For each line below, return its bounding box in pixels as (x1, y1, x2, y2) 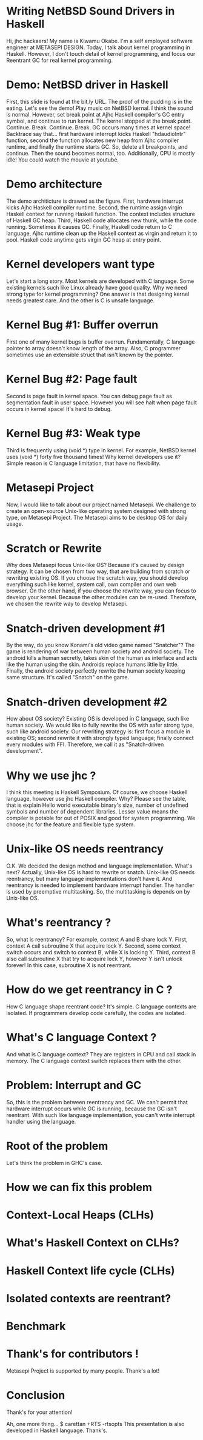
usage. (6, 520, 24, 528)
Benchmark (6, 1319, 66, 1333)
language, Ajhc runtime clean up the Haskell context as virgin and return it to (6, 229, 198, 237)
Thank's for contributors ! (6, 1347, 139, 1361)
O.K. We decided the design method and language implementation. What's (6, 862, 193, 869)
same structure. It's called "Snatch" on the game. (6, 674, 129, 681)
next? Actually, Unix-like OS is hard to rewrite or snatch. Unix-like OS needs (6, 869, 195, 876)
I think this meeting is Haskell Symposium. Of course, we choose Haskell (6, 789, 188, 796)
